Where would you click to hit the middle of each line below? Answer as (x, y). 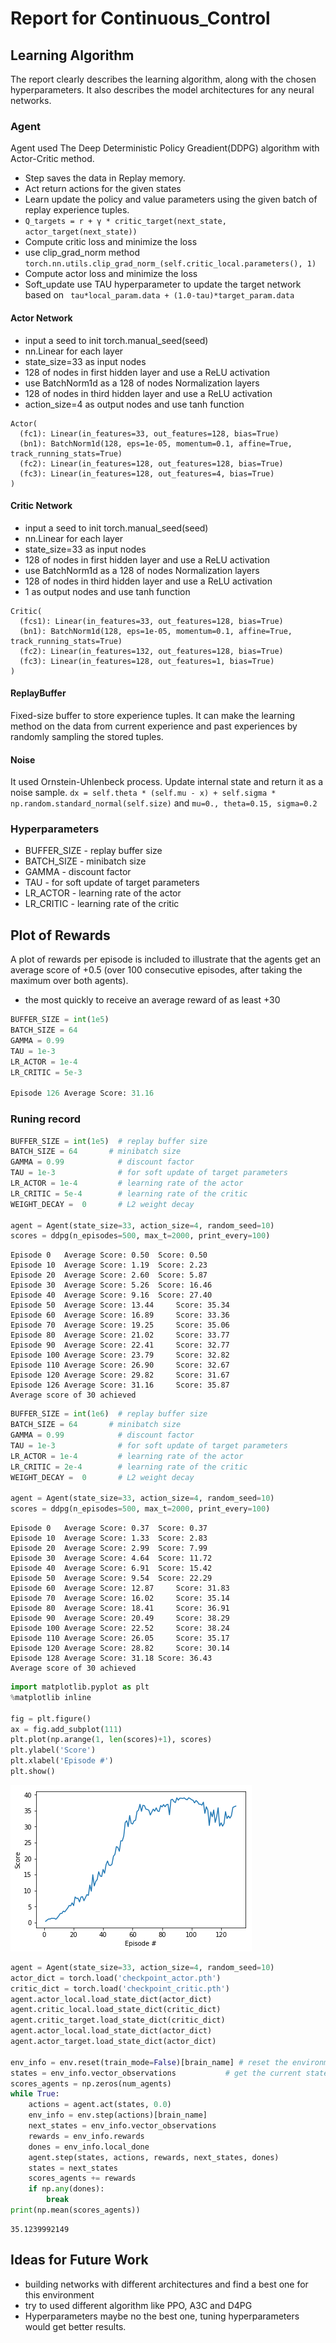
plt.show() (33, 1772)
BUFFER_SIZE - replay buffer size (93, 851)
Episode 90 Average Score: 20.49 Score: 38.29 (120, 1618)
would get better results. (75, 2326)
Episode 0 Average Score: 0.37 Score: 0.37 (109, 1528)
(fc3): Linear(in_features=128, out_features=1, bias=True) (147, 661)
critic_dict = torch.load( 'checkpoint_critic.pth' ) (120, 1988)
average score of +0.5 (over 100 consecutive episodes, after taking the (156, 970)
